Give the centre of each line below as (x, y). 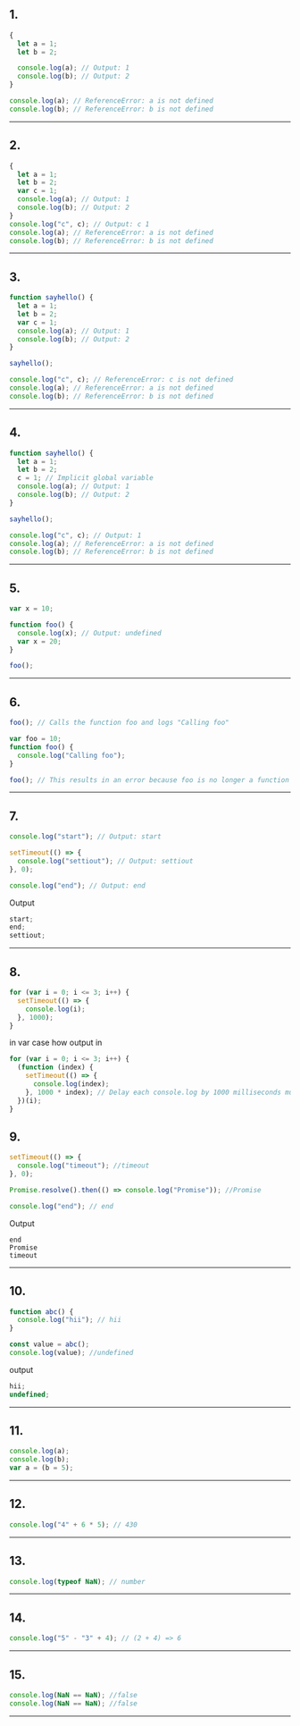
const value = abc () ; (50, 1344)
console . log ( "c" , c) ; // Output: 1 (75, 535)
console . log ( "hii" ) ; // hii (70, 1320)
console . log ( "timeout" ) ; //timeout (83, 1166)
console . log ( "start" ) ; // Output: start (86, 837)
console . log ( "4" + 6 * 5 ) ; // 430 (74, 1524)
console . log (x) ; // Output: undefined (90, 633)
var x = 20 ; (40, 641)
